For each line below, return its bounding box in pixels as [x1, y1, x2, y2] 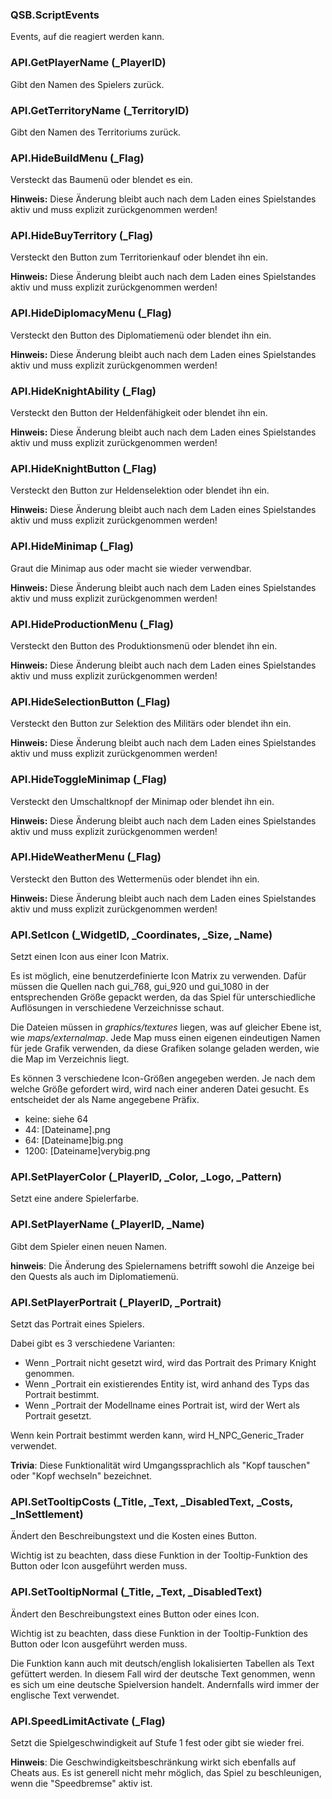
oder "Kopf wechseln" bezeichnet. [10, 1470, 153, 1482]
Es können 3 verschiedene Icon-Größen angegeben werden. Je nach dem [10, 1073, 316, 1085]
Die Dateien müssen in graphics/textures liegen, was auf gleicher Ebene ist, [10, 1021, 322, 1033]
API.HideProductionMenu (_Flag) [10, 617, 175, 631]
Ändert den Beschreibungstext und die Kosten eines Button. [10, 1530, 258, 1542]
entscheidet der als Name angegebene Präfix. [10, 1094, 200, 1106]
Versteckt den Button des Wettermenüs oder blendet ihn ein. [10, 873, 260, 885]
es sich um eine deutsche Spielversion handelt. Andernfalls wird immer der [10, 1678, 320, 1690]
